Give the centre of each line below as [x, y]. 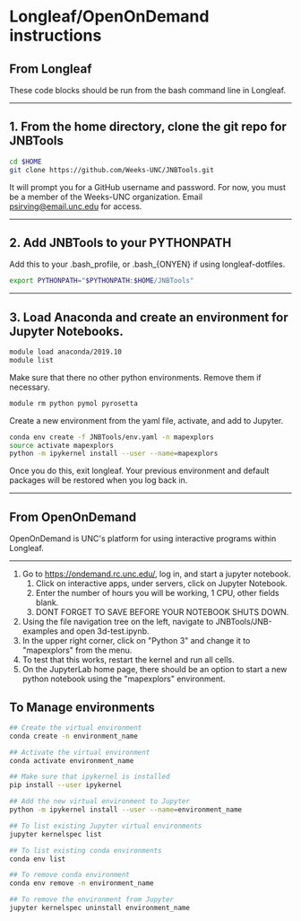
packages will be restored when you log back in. [99, 480]
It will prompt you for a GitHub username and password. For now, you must [148, 187]
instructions [56, 35]
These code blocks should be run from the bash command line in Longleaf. [148, 90]
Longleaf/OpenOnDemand [109, 17]
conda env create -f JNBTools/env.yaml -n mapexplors [112, 437]
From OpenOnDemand [73, 517]
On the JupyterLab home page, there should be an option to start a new [155, 670]
